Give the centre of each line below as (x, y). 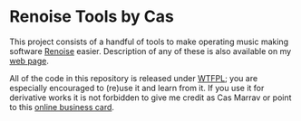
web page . (29, 60)
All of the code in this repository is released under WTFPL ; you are (134, 78)
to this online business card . (62, 107)
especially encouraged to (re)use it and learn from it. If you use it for (137, 88)
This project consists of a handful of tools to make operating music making (149, 42)
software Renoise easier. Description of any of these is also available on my (150, 51)
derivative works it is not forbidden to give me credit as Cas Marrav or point (150, 98)
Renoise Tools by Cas (92, 17)
